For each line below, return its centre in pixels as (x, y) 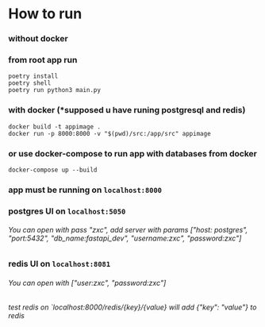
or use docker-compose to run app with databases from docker (133, 153)
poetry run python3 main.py (55, 90)
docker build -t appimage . (55, 127)
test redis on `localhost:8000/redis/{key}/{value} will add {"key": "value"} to (132, 307)
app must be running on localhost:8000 (85, 190)
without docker (38, 39)
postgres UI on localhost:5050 (67, 211)
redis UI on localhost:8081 (60, 264)
